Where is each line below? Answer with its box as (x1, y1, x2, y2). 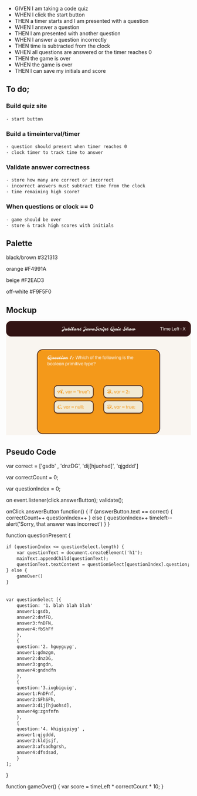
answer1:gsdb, (16, 609, 51, 614)
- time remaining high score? (6, 189, 80, 195)
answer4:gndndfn (16, 667, 57, 673)
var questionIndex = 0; (6, 485, 61, 492)
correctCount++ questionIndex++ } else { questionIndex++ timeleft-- (6, 514, 172, 522)
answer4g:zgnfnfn (16, 708, 59, 714)
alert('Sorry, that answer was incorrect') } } (6, 520, 110, 528)
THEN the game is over (14, 55, 71, 62)
